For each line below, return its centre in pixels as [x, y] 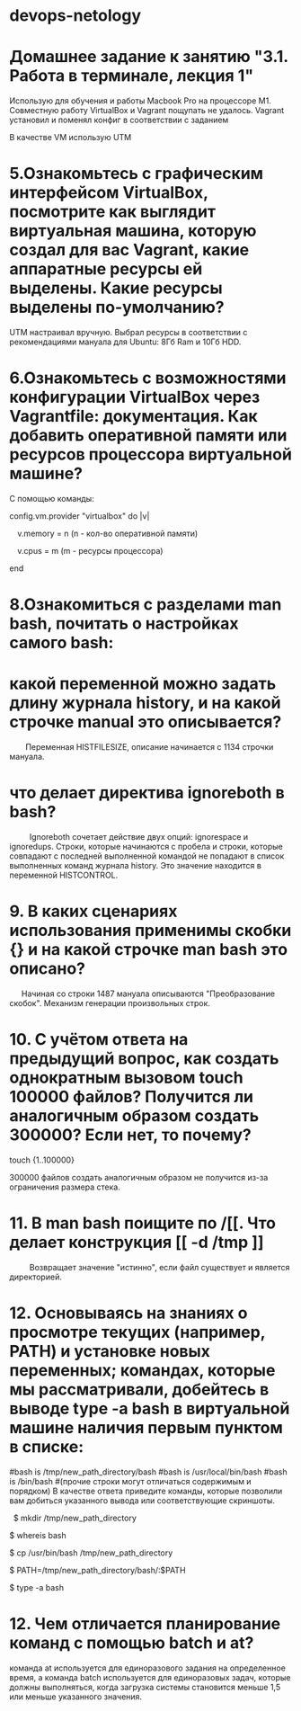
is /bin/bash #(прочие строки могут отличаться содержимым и [130, 1481]
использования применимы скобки [150, 931]
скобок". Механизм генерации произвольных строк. [110, 1003]
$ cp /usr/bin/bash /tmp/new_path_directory [91, 1553]
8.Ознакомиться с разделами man [146, 605]
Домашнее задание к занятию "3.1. [149, 57]
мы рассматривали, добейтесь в [139, 1390]
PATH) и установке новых [110, 1352]
